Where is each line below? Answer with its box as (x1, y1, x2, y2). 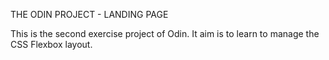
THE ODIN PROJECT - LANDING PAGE (10, 9, 169, 20)
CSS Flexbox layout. (10, 39, 93, 50)
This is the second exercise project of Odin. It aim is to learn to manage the (10, 28, 320, 39)
